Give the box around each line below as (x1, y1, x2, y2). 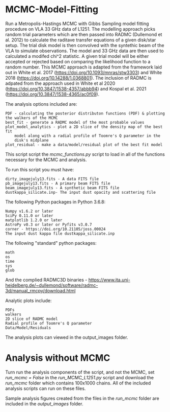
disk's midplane (14, 138, 49, 143)
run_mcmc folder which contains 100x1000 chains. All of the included (5, 380, 151, 386)
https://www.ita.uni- (88, 277, 131, 283)
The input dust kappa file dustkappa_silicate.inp (5, 231, 115, 236)
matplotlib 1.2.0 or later (5, 217, 63, 223)
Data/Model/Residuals (5, 325, 51, 330)
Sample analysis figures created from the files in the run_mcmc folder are (5, 395, 159, 401)
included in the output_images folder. (5, 400, 83, 407)
